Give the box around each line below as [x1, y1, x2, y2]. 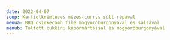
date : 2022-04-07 [6, 8, 50, 15]
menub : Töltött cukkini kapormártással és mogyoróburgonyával [6, 25, 165, 31]
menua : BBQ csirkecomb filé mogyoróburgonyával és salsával [6, 19, 160, 25]
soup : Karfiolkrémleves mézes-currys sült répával [6, 14, 136, 20]
